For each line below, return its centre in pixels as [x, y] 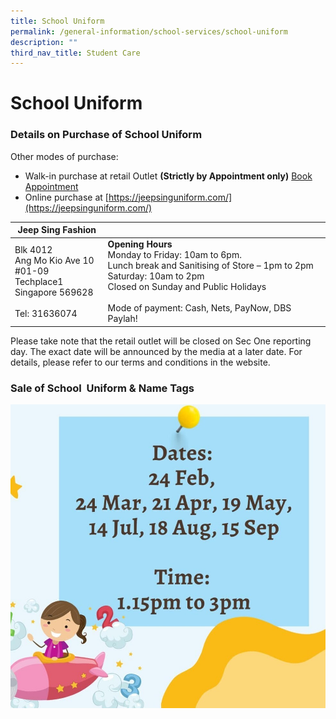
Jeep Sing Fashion [57, 230]
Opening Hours [140, 244]
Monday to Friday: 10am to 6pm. [174, 255]
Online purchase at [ [66, 197]
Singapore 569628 [54, 292]
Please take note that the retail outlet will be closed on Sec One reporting [161, 341]
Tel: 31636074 [46, 313]
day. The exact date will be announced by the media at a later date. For [156, 351]
